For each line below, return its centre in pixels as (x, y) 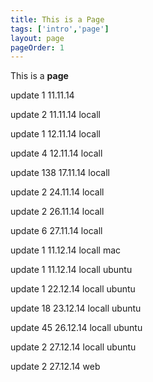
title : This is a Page (57, 19)
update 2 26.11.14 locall (57, 212)
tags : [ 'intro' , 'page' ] (60, 29)
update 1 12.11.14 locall (55, 134)
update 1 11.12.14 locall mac (66, 250)
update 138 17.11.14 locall (60, 173)
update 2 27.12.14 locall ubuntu (73, 347)
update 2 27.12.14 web (55, 367)
